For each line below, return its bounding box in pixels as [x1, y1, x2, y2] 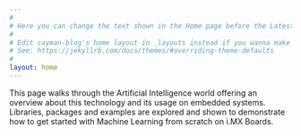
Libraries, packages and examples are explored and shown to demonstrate [9, 106, 286, 117]
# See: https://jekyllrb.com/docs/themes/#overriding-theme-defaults [9, 47, 275, 55]
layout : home [9, 64, 58, 72]
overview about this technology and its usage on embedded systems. [9, 97, 266, 107]
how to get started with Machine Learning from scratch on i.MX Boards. [9, 115, 274, 126]
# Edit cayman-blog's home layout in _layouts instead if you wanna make [9, 38, 291, 47]
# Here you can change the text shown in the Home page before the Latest [9, 21, 295, 30]
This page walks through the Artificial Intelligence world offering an [9, 87, 258, 98]
